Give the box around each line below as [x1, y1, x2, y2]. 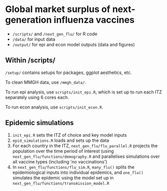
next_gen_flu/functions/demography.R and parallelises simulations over [12, 153, 160, 159]
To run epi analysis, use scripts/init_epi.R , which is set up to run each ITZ [5, 89, 162, 95]
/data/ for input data [12, 36, 56, 42]
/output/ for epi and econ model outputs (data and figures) [12, 41, 135, 47]
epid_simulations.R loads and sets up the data [12, 137, 109, 143]
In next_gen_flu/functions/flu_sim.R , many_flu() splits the [12, 164, 134, 170]
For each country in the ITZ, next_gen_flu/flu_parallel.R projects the [12, 142, 158, 149]
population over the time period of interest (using [12, 148, 114, 154]
